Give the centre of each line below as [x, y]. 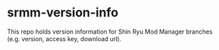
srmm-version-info [63, 13]
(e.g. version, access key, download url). [64, 38]
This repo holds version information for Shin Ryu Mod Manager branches [110, 32]
